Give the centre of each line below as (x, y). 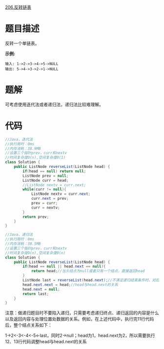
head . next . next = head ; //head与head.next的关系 (70, 285)
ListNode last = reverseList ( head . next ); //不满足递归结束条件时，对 (89, 280)
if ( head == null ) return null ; (54, 171)
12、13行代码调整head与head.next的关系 (46, 342)
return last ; (36, 294)
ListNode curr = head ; (46, 180)
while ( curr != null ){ (45, 189)
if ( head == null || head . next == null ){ (64, 267)
